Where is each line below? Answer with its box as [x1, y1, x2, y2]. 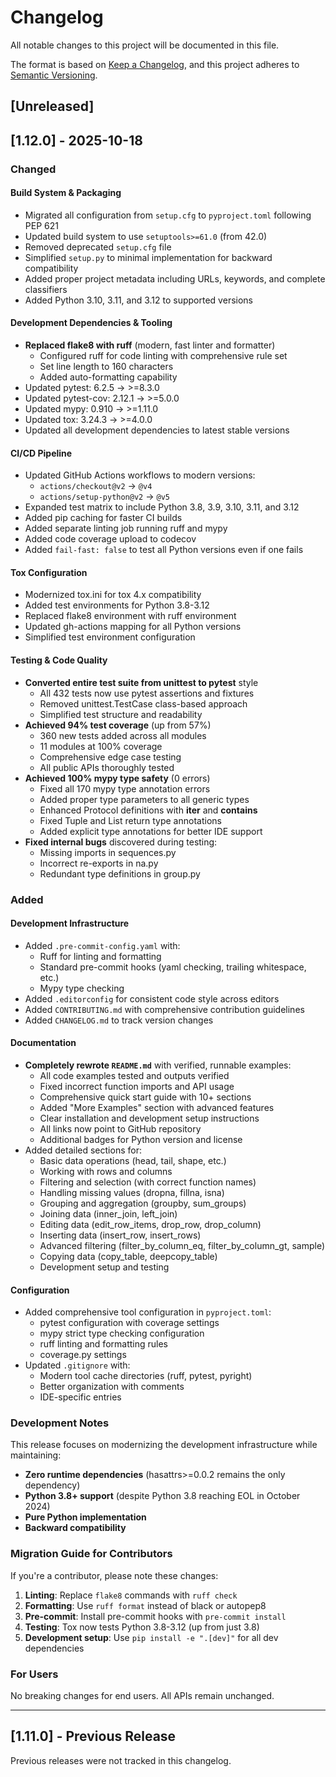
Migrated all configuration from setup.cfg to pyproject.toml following [24, 209, 312, 221]
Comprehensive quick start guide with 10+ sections [39, 1091, 252, 1103]
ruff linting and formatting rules [39, 1338, 168, 1350]
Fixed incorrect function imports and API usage [39, 1080, 235, 1092]
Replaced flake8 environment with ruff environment [24, 610, 237, 622]
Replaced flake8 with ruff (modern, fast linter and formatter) [24, 339, 276, 351]
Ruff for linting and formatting [39, 950, 162, 962]
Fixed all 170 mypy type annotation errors [39, 782, 211, 795]
